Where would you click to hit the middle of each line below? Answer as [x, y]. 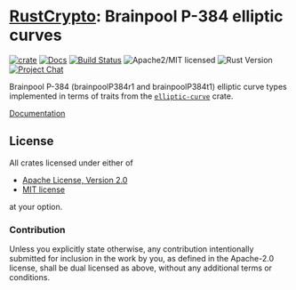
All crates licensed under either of [71, 163]
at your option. [36, 206]
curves [36, 35]
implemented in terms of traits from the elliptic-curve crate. [121, 96]
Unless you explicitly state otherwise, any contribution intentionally [132, 249]
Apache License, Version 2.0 [75, 180]
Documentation [37, 113]
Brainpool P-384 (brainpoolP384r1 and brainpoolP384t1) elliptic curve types [148, 86]
